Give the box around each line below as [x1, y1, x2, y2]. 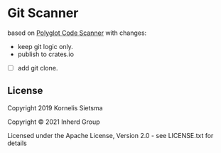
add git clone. [17, 63, 58, 72]
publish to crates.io [17, 50, 75, 58]
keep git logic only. [17, 42, 73, 51]
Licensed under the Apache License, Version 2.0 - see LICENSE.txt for [7, 131, 214, 139]
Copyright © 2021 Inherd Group [7, 117, 100, 126]
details [7, 139, 27, 147]
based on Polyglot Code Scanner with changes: [7, 28, 147, 37]
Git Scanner [7, 5, 79, 21]
